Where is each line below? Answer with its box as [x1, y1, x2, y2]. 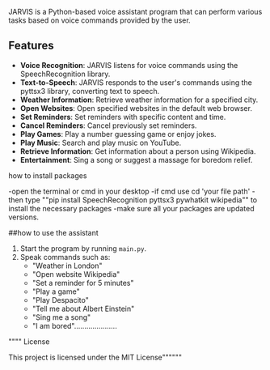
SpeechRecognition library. [19, 69, 111, 79]
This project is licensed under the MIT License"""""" [8, 352, 183, 362]
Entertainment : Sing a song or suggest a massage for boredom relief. [19, 155, 253, 164]
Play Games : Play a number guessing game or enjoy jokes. [19, 129, 217, 138]
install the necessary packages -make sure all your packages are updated [8, 203, 255, 213]
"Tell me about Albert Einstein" [32, 304, 135, 313]
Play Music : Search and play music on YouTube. [19, 138, 182, 147]
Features [8, 39, 54, 53]
